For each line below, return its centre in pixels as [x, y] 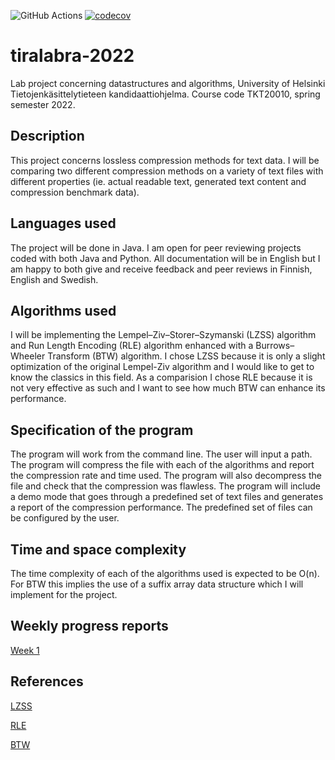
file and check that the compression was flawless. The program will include [165, 486]
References [47, 681]
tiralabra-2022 [72, 56]
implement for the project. [64, 594]
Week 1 [25, 650]
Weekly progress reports [89, 626]
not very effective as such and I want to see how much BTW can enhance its [168, 388]
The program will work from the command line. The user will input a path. [161, 454]
